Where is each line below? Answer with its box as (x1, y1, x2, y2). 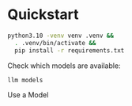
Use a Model (7, 90, 49, 100)
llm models (7, 76, 43, 84)
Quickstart (7, 6, 80, 24)
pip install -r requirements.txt (14, 46, 125, 55)
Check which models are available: (7, 61, 121, 70)
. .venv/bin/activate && (14, 39, 96, 47)
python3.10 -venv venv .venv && (7, 32, 114, 40)
